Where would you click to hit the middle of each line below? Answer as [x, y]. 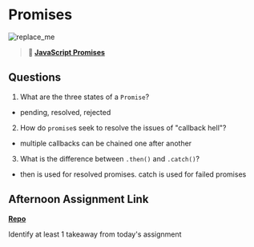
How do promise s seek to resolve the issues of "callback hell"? [123, 127]
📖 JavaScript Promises [67, 52]
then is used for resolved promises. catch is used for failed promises [133, 174]
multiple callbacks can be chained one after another [106, 143]
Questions [35, 78]
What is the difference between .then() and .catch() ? [110, 158]
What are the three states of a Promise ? [85, 97]
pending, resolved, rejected [65, 112]
